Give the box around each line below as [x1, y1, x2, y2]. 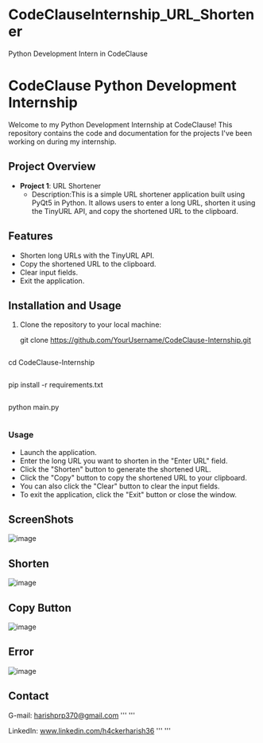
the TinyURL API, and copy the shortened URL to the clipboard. [31, 206, 238, 216]
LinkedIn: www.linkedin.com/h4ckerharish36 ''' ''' [8, 725, 171, 735]
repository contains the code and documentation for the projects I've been [8, 128, 253, 138]
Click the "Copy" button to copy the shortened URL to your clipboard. [19, 473, 248, 482]
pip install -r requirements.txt [8, 380, 103, 390]
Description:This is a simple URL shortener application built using [31, 189, 246, 199]
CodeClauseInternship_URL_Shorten [8, 6, 255, 24]
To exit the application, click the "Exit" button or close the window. [19, 489, 237, 499]
